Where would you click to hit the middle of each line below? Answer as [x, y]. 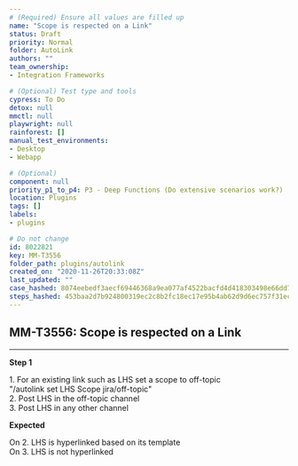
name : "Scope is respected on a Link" [81, 26]
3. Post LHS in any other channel [69, 407]
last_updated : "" [41, 280]
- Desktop [27, 149]
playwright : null [41, 124]
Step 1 [21, 362]
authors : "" [31, 59]
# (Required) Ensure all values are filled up [97, 17]
